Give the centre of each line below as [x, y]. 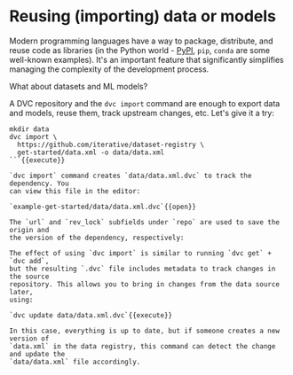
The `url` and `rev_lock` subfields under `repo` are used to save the [144, 222]
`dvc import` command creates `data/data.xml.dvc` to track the [131, 176]
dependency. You [39, 184]
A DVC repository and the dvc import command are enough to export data [145, 103]
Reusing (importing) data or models [143, 16]
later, [21, 292]
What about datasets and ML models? [79, 86]
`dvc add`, [29, 261]
